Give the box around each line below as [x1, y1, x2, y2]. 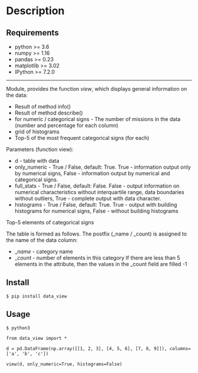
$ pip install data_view [6, 293, 67, 299]
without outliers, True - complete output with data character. [14, 195, 161, 202]
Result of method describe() [14, 109, 84, 116]
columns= [169, 345, 192, 352]
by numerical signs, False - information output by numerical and [14, 170, 170, 176]
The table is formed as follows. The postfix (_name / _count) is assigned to [6, 230, 187, 237]
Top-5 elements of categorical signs [6, 219, 94, 225]
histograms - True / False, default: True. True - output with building [14, 201, 177, 208]
